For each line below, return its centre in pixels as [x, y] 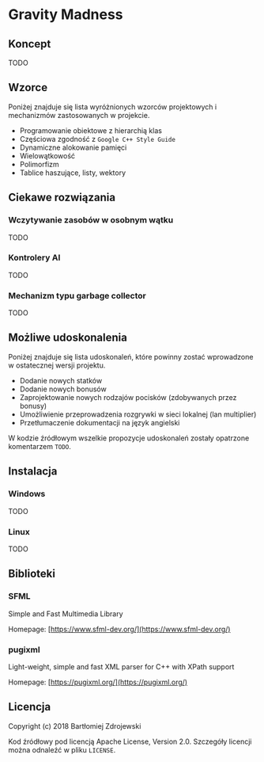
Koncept [30, 44]
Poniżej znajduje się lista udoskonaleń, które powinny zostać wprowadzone [131, 356]
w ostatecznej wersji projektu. [57, 365]
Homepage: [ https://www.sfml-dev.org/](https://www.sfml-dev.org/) [119, 629]
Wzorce [28, 88]
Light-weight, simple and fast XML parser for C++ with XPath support [121, 666]
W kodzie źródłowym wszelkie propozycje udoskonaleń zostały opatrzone [129, 438]
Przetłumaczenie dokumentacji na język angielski [100, 422]
